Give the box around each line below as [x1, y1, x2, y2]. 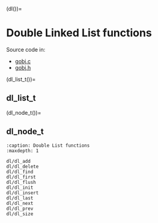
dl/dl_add [6, 158, 31, 164]
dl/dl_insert [6, 189, 39, 196]
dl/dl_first [6, 174, 36, 180]
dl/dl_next [6, 200, 34, 206]
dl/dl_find [6, 168, 34, 175]
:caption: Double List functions [6, 142, 90, 148]
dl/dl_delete [6, 163, 39, 170]
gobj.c [14, 57, 31, 65]
